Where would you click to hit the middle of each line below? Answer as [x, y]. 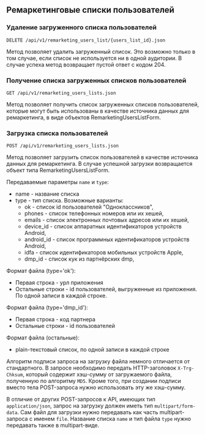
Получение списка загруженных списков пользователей [96, 80]
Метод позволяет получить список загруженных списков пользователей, [103, 104]
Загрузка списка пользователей [57, 133]
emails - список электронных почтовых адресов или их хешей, [107, 220]
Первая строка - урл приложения [59, 283]
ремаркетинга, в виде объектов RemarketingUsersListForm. [84, 117]
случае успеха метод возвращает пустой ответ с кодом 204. [86, 64]
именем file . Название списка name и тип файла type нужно [112, 419]
